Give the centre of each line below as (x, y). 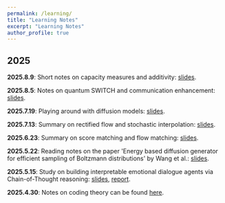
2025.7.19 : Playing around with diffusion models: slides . (86, 111)
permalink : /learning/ (40, 13)
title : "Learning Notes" (43, 20)
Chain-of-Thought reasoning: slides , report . (69, 179)
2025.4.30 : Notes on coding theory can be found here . (86, 193)
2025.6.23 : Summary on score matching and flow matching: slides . (103, 138)
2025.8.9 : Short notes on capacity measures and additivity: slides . (102, 77)
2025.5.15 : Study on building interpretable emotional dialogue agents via (110, 172)
